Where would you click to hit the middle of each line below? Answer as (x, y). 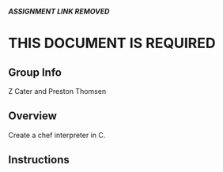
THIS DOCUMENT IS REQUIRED (112, 43)
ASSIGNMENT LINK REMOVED (59, 11)
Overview (33, 116)
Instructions (39, 160)
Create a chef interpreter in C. (57, 135)
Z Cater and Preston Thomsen (57, 91)
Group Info (35, 72)
